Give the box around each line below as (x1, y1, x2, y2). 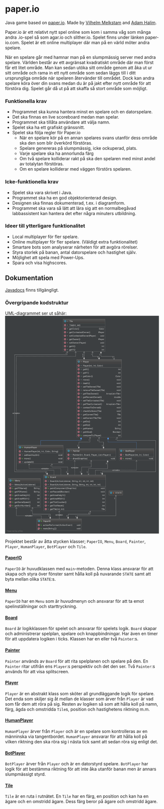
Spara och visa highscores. (12, 260, 67, 266)
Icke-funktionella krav (5, 178, 59, 185)
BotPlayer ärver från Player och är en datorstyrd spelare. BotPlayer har (5, 761, 148, 767)
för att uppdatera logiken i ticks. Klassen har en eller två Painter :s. (5, 636, 139, 642)
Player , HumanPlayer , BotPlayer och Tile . (5, 543, 87, 549)
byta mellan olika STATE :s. (5, 576, 56, 582)
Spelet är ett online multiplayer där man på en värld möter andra (21, 39, 150, 45)
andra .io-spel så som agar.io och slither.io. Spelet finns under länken (5, 34, 144, 40)
